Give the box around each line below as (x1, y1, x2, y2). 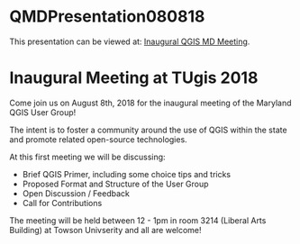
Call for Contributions (22, 197, 103, 208)
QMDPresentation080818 (9, 6, 205, 27)
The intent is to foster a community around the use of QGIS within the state (9, 124, 287, 135)
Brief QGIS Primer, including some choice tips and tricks (22, 168, 232, 179)
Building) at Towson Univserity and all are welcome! (9, 224, 202, 235)
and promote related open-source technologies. (9, 133, 187, 145)
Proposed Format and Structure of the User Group (22, 178, 209, 189)
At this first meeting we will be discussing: (9, 151, 166, 162)
